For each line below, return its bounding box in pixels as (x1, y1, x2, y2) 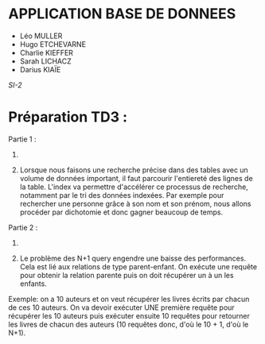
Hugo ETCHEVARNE (19, 39, 86, 48)
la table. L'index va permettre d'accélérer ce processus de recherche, (19, 182, 248, 191)
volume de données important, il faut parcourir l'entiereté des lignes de (19, 173, 253, 183)
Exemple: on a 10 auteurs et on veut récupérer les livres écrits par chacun (8, 294, 250, 303)
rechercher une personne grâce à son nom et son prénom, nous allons (19, 199, 251, 208)
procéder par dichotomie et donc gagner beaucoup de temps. (19, 207, 224, 217)
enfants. (19, 279, 48, 288)
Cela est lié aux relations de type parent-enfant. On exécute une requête (19, 261, 257, 271)
